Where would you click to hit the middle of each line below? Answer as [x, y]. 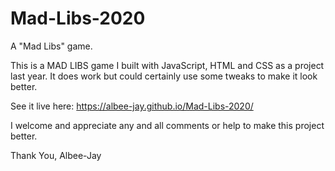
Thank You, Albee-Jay [56, 155]
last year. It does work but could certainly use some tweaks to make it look [164, 76]
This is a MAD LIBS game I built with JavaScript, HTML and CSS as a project [167, 65]
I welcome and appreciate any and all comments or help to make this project [167, 125]
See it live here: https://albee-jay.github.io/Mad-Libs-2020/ [132, 106]
